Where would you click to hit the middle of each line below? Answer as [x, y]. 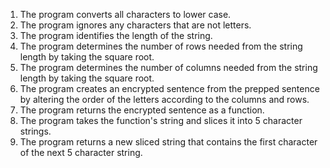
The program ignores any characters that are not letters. [135, 25]
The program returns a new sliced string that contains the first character [168, 142]
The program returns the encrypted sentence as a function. [142, 110]
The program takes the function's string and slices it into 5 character [161, 120]
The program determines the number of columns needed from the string [168, 67]
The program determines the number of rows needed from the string [161, 46]
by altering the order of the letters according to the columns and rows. [164, 99]
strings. [35, 131]
